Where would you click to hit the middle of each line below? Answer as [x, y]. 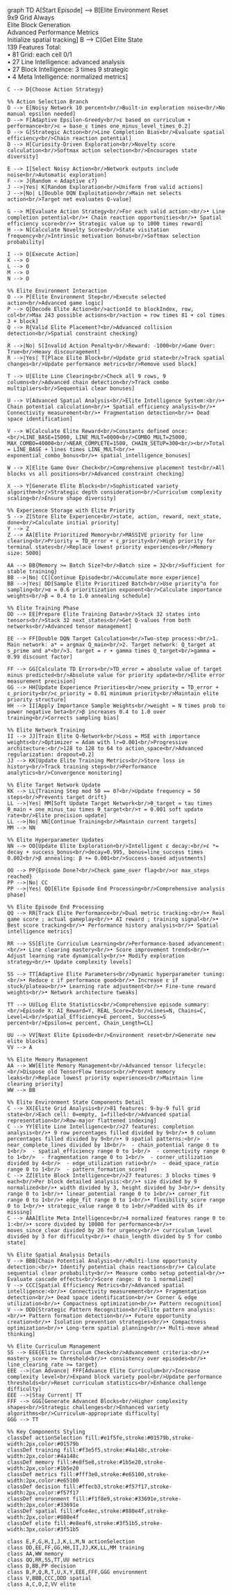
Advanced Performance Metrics [53, 32]
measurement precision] [42, 681]
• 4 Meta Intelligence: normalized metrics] [68, 77]
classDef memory [31, 1462]
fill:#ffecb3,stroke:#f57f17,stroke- [117, 1487]
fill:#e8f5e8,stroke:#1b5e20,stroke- [111, 1462]
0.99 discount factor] [40, 657]
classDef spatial [32, 1511]
